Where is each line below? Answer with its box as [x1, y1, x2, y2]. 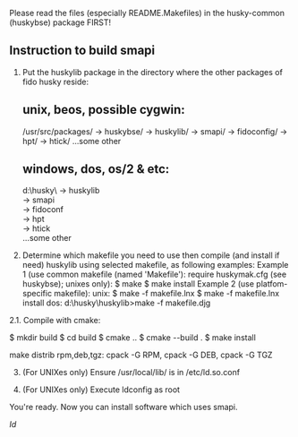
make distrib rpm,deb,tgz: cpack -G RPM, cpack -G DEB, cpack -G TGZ [9, 349, 273, 361]
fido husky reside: [21, 76, 89, 87]
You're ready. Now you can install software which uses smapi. [9, 402, 239, 413]
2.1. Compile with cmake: [9, 315, 101, 326]
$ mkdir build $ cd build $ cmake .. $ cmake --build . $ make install [9, 332, 257, 343]
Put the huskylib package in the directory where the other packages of [21, 66, 284, 77]
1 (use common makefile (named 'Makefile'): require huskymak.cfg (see [21, 269, 287, 280]
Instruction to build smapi [9, 43, 155, 58]
